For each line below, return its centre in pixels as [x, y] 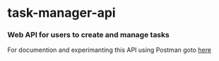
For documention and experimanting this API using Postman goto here [109, 50]
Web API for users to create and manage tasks [88, 35]
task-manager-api [61, 13]
